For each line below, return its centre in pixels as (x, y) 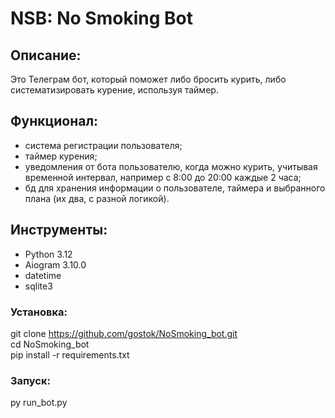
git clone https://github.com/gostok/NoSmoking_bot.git (124, 333)
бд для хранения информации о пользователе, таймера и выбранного (175, 188)
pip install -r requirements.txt (70, 354)
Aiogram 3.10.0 (55, 264)
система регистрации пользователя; (103, 145)
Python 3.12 (48, 254)
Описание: (46, 55)
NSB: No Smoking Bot (101, 18)
